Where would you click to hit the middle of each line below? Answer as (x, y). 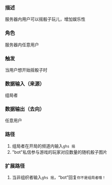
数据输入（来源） (25, 84)
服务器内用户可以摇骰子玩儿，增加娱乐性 (45, 19)
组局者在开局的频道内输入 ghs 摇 (44, 146)
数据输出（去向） (25, 109)
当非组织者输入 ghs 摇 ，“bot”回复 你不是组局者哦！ (59, 177)
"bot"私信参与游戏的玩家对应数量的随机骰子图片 (60, 152)
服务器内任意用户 (22, 44)
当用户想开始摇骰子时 (26, 70)
